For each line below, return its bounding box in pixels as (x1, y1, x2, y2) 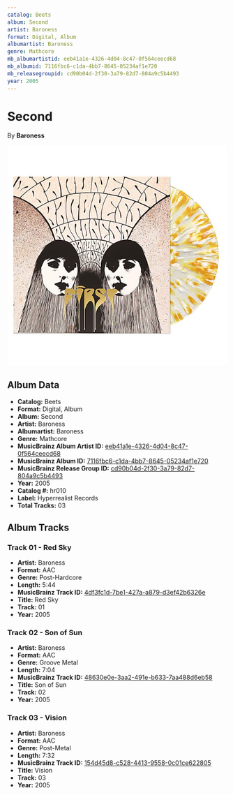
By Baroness (7, 131, 45, 140)
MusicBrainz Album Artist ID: (17, 442, 104, 450)
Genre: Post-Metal (17, 743, 71, 752)
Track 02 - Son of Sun (7, 627, 82, 637)
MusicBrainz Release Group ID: (17, 464, 110, 473)
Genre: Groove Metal (17, 658, 79, 667)
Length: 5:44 (17, 580, 56, 589)
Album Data (7, 379, 60, 391)
